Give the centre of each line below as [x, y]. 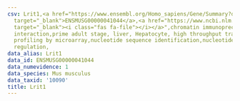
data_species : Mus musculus [49, 73]
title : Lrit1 [27, 87]
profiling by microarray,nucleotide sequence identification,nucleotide [124, 41]
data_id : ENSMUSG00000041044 [51, 60]
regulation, [32, 47]
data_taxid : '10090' [38, 80]
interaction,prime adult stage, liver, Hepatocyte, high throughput [118, 34]
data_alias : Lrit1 [35, 54]
